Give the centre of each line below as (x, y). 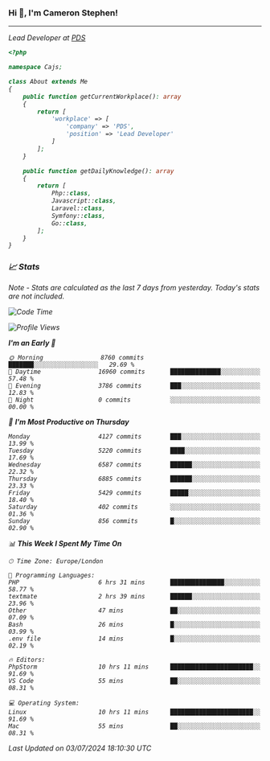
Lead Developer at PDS (47, 38)
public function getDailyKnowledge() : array (98, 171)
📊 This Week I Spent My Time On (65, 543)
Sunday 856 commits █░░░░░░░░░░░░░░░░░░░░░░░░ (135, 521)
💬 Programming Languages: (51, 575)
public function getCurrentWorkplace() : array (102, 97)
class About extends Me (48, 82)
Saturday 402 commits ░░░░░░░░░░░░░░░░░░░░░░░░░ (135, 507)
